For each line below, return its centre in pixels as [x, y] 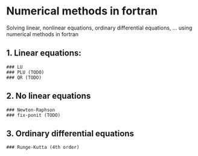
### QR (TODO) [24, 77]
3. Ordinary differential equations [70, 133]
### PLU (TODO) [25, 72]
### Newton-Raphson [31, 110]
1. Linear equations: [44, 53]
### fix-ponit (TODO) [34, 115]
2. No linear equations [49, 96]
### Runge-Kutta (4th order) [43, 148]
